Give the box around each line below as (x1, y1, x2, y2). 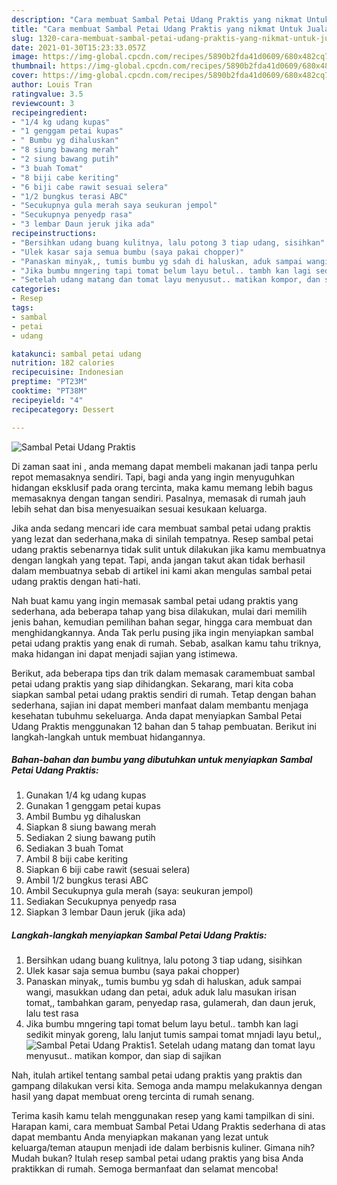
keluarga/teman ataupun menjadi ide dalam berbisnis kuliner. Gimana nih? (11, 1142, 316, 1154)
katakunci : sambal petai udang (11, 349, 142, 359)
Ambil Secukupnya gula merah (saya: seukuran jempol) (25, 885, 254, 897)
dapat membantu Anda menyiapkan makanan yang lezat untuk (11, 1131, 269, 1143)
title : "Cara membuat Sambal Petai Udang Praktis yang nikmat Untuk (11, 24, 303, 34)
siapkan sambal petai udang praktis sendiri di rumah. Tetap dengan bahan (11, 688, 317, 700)
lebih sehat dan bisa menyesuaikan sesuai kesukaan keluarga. (11, 502, 268, 515)
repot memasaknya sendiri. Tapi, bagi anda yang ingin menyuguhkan (11, 471, 296, 483)
